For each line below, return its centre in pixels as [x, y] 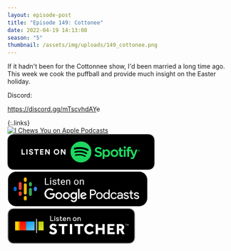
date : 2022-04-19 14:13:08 [47, 30]
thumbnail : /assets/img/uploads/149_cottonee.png [83, 45]
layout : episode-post [40, 15]
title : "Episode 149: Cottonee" [55, 22]
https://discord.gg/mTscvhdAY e [54, 109]
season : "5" [25, 38]
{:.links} [19, 123]
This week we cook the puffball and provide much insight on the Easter [112, 74]
